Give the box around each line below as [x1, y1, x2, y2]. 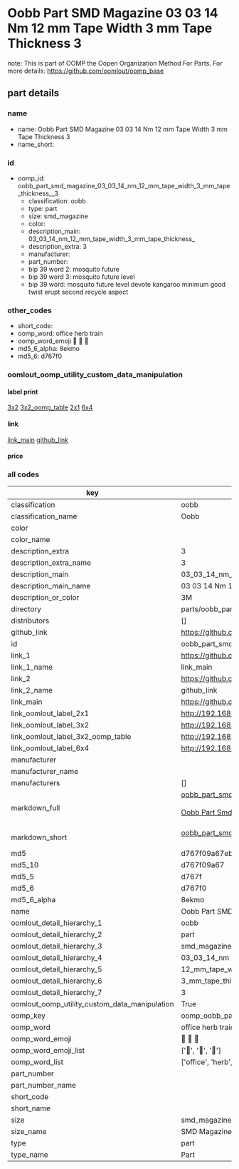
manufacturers [11, 778, 60, 788]
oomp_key [11, 1011, 46, 1021]
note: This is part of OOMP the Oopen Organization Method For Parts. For [7, 58, 223, 67]
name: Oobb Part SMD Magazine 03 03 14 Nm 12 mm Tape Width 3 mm [17, 125, 228, 133]
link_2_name [11, 685, 53, 695]
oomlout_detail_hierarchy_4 [11, 953, 102, 963]
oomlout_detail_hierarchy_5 [11, 964, 102, 974]
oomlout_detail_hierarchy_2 [11, 929, 102, 939]
